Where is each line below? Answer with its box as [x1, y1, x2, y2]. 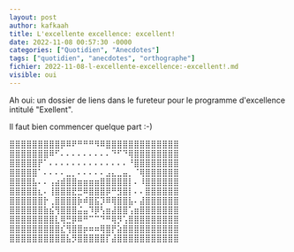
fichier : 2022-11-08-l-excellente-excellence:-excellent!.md [9, 63, 239, 72]
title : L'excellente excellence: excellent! [9, 29, 176, 38]
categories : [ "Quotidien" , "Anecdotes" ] [9, 46, 161, 55]
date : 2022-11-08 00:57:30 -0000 [9, 37, 132, 47]
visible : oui [9, 71, 57, 80]
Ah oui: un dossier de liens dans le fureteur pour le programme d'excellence [9, 95, 285, 105]
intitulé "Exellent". [9, 103, 73, 115]
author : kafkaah [9, 21, 69, 30]
